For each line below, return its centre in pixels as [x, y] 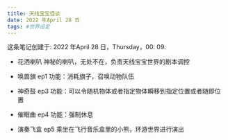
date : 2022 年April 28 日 [43, 20]
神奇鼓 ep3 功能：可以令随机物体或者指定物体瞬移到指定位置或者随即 [116, 91]
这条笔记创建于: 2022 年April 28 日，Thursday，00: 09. [87, 47]
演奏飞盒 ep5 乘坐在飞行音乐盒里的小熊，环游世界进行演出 [100, 130]
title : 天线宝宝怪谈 [34, 14]
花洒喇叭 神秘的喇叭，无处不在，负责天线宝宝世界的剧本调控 [103, 62]
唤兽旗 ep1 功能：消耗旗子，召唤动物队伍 [75, 76]
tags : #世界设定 [28, 26]
